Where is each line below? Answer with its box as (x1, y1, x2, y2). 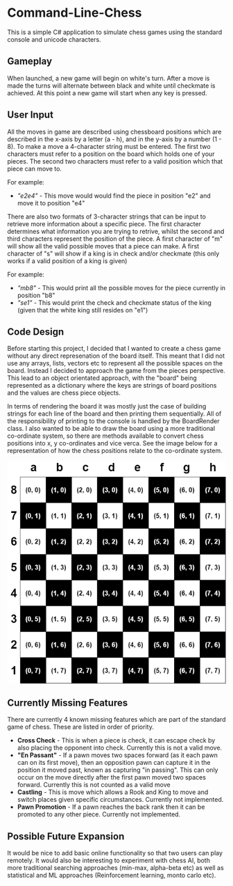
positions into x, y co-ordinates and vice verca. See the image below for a (7, 439, 218, 448)
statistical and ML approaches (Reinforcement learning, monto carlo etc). (7, 871, 216, 880)
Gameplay (7, 56, 53, 68)
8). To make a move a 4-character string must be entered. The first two (7, 142, 211, 150)
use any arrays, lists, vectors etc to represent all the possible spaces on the (7, 359, 223, 367)
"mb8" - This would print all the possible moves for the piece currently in (17, 283, 226, 292)
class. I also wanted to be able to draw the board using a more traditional (7, 425, 216, 433)
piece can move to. (7, 164, 62, 173)
